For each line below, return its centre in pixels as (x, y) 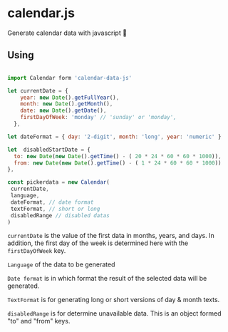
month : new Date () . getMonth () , (67, 104)
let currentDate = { (38, 90)
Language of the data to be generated (61, 264)
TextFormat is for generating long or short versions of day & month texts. (114, 300)
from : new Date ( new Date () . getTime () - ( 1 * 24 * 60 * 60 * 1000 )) (118, 163)
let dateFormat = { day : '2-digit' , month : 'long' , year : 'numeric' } (114, 137)
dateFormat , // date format (52, 202)
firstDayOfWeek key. (37, 251)
